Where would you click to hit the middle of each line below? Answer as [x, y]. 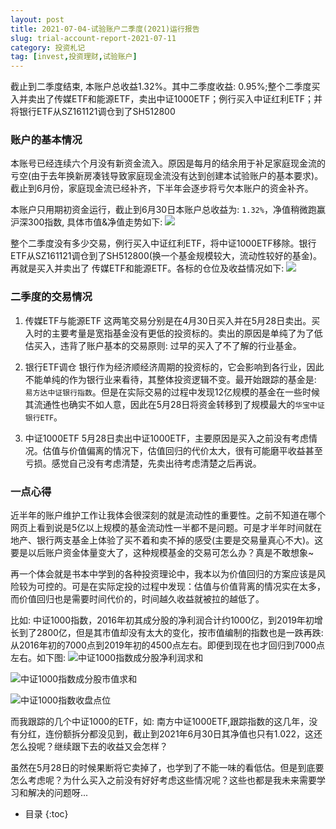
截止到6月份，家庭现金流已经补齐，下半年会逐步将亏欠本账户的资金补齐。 [162, 188]
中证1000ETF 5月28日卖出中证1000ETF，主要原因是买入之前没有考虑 [167, 438]
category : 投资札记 [48, 47]
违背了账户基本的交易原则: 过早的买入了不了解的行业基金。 [180, 345]
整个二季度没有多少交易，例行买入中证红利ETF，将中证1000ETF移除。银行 [163, 243]
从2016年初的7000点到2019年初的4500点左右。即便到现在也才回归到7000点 [167, 645]
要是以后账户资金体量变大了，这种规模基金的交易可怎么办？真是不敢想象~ [162, 553]
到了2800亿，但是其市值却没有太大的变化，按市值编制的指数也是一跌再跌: [171, 633]
